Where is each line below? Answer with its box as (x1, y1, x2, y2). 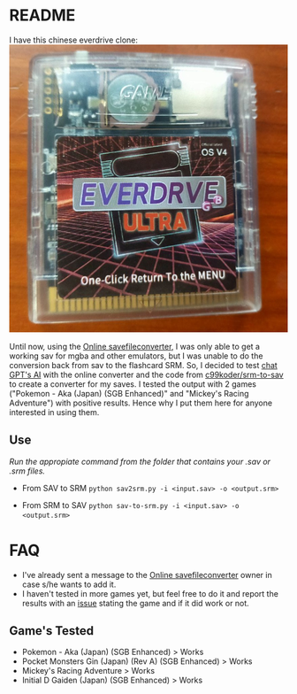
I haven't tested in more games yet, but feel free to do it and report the (21, 588, 278, 598)
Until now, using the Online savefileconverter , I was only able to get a (9, 341, 261, 351)
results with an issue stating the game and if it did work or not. (21, 598, 249, 608)
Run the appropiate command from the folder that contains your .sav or (9, 456, 271, 467)
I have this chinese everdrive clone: (9, 35, 139, 45)
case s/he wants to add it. (21, 579, 117, 590)
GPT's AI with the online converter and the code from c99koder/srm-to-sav (9, 369, 285, 380)
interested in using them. (9, 406, 100, 417)
